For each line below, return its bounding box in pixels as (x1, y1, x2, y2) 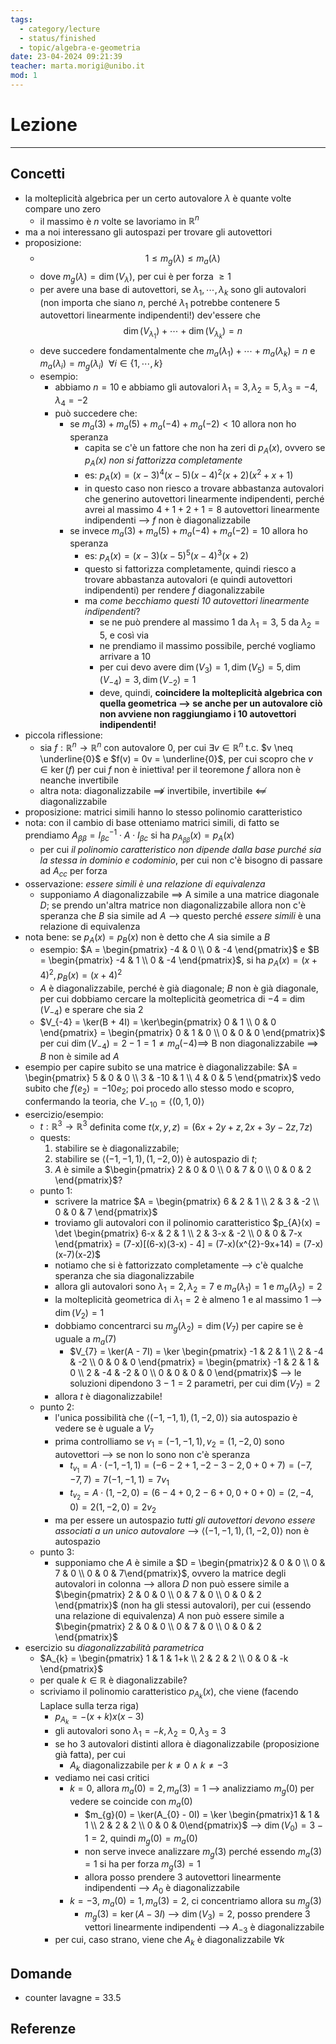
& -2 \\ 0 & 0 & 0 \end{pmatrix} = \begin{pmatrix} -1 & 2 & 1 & (69, 1356, 320, 1368)
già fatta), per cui (54, 1748, 126, 1760)
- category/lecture (19, 24, 101, 34)
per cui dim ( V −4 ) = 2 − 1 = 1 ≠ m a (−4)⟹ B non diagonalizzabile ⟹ (39, 1037, 319, 1052)
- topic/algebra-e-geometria (19, 42, 141, 53)
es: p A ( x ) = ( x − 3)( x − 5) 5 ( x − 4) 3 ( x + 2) (84, 548, 249, 564)
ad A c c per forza (39, 864, 108, 879)
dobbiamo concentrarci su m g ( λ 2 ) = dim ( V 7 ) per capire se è (54, 1319, 304, 1334)
